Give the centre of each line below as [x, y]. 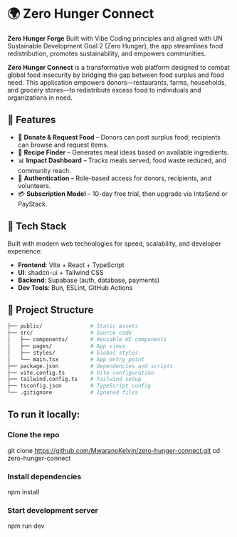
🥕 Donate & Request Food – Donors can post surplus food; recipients [119, 137]
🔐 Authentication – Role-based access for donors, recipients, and [115, 178]
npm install [23, 491]
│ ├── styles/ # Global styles [73, 353]
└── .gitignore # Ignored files [73, 392]
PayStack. [32, 204]
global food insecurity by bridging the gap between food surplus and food [116, 75]
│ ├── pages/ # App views [67, 346]
